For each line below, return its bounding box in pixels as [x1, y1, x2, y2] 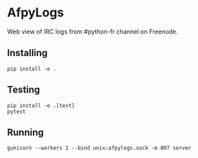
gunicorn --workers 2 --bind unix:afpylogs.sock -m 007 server [7, 145, 192, 152]
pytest [7, 108, 26, 115]
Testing [7, 84, 40, 96]
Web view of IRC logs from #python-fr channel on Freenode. [7, 27, 178, 36]
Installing [7, 47, 48, 59]
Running [7, 127, 45, 138]
